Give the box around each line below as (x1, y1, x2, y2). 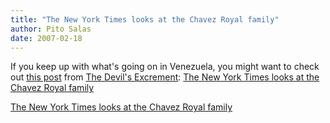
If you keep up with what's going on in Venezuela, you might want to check (10, 61, 320, 73)
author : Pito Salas (10, 24, 92, 34)
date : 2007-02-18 (10, 33, 83, 43)
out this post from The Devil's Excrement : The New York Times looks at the (10, 71, 320, 83)
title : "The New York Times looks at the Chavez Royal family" (10, 14, 280, 25)
